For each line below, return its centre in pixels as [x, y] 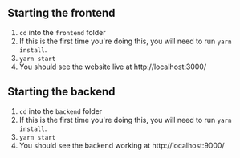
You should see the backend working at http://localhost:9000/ [122, 145]
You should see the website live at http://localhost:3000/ [112, 67]
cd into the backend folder [61, 111]
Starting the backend [61, 92]
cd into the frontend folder [62, 32]
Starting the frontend [61, 13]
